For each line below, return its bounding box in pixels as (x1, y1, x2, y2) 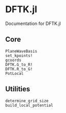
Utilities (5, 85, 30, 94)
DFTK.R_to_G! (5, 66, 33, 72)
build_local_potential (5, 103, 53, 108)
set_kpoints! (5, 53, 33, 58)
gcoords (5, 58, 22, 63)
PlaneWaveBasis (5, 48, 38, 54)
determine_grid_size (5, 98, 49, 103)
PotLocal (5, 71, 24, 76)
